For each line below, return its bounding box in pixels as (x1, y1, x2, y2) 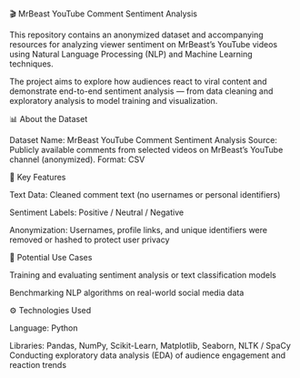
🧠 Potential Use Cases (9, 252, 93, 262)
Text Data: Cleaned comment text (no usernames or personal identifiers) (9, 189, 281, 199)
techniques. (9, 58, 54, 69)
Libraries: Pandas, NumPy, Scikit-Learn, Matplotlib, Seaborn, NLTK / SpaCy (9, 341, 291, 351)
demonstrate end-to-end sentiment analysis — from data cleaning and (9, 86, 274, 97)
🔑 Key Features (9, 172, 66, 182)
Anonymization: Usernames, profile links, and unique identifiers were (9, 225, 268, 235)
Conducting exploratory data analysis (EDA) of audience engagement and (9, 350, 286, 361)
